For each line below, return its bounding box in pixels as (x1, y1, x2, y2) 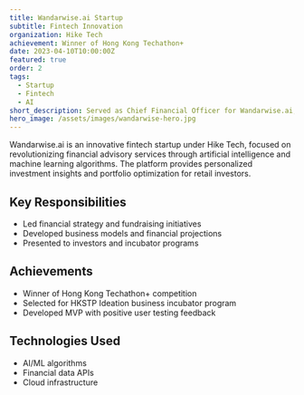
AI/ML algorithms (22, 357, 88, 368)
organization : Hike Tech (9, 30, 103, 39)
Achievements (9, 264, 93, 279)
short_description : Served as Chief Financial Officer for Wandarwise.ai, (9, 106, 298, 115)
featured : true (9, 55, 67, 64)
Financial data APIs (22, 367, 95, 378)
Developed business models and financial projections (22, 227, 223, 238)
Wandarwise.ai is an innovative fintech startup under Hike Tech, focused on (9, 140, 291, 150)
